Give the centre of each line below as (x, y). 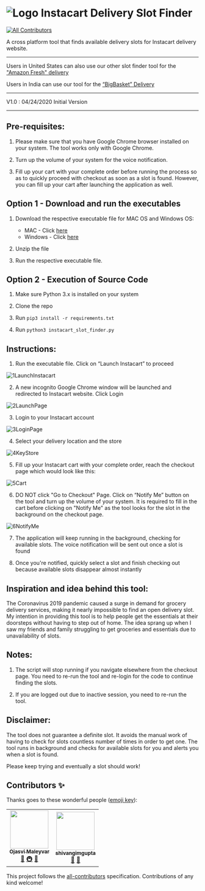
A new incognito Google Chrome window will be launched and (93, 387)
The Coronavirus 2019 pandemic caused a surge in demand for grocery (96, 603)
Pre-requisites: (36, 127)
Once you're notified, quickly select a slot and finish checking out (97, 563)
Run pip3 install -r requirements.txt (65, 318)
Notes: (19, 655)
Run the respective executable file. (59, 260)
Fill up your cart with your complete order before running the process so (106, 172)
